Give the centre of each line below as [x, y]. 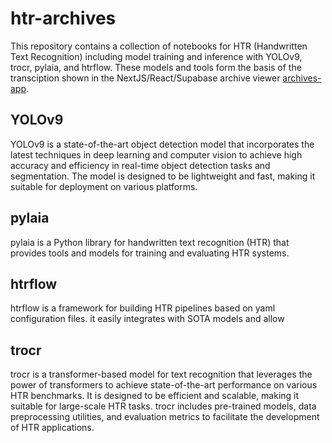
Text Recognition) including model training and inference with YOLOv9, [156, 56]
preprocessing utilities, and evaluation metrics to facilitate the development [165, 417]
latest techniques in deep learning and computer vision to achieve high [156, 154]
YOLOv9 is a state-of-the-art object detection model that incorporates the [162, 144]
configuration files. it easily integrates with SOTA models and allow [147, 319]
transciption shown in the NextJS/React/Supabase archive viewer [145, 78]
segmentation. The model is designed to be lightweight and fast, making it [163, 176]
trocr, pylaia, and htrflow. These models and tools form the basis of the [156, 67]
